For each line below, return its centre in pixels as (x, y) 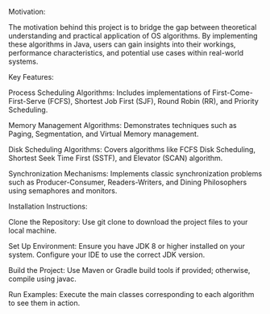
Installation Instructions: (48, 206)
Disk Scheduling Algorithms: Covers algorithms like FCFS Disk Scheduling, (132, 149)
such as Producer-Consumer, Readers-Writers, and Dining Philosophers (128, 182)
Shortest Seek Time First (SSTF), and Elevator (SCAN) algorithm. (116, 158)
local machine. (33, 230)
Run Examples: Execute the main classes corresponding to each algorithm (131, 294)
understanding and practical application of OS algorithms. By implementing (133, 36)
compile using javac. (42, 279)
